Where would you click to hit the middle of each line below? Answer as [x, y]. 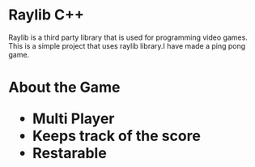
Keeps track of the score [116, 136]
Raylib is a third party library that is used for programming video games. [128, 37]
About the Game [64, 88]
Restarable [69, 154]
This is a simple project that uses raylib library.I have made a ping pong [127, 45]
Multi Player [73, 119]
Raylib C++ [47, 15]
